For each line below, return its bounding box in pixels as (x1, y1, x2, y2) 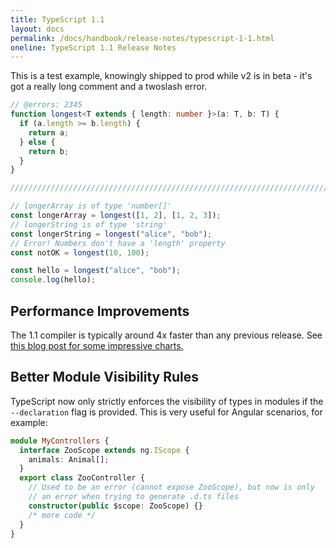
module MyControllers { (10, 436, 110, 446)
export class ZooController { (19, 473, 145, 483)
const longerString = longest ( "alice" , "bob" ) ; (10, 229, 213, 239)
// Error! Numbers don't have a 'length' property (10, 238, 226, 248)
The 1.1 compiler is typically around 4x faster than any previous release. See (10, 329, 323, 341)
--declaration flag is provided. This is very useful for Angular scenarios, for (10, 406, 323, 418)
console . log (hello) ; (10, 275, 97, 285)
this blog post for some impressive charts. (10, 339, 184, 351)
